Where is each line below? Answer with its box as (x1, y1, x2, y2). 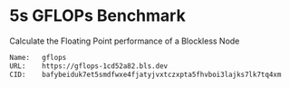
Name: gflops (9, 53, 67, 62)
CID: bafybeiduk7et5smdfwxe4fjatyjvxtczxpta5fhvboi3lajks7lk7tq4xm (9, 70, 282, 79)
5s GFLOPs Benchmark (9, 5, 186, 26)
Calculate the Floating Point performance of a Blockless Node (9, 35, 240, 46)
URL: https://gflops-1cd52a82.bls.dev (9, 61, 169, 71)
